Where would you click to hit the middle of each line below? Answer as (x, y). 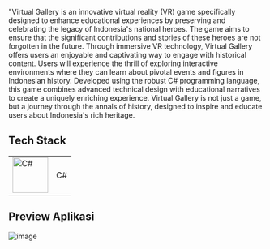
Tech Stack (37, 141)
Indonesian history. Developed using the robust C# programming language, (134, 81)
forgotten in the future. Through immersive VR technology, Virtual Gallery (131, 46)
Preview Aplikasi (51, 217)
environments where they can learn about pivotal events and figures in (126, 72)
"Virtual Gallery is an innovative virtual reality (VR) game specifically (122, 12)
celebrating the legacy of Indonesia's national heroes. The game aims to (129, 29)
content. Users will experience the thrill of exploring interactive (114, 63)
